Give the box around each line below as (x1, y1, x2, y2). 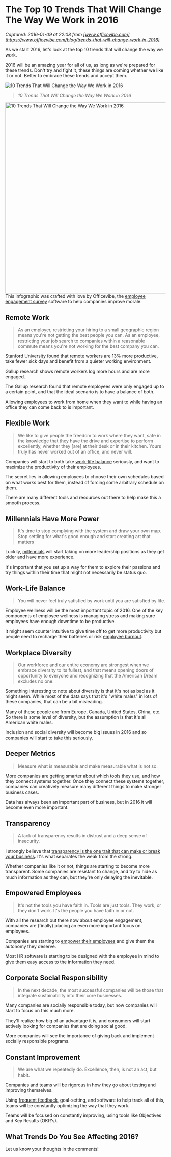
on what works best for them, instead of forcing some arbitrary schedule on (5, 479, 164, 485)
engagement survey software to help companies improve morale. (5, 298, 142, 304)
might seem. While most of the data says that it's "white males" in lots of (5, 693, 158, 699)
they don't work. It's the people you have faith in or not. (17, 908, 134, 914)
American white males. (5, 719, 53, 725)
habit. (17, 1072, 30, 1078)
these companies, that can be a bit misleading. (5, 699, 103, 704)
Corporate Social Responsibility (5, 973, 108, 982)
